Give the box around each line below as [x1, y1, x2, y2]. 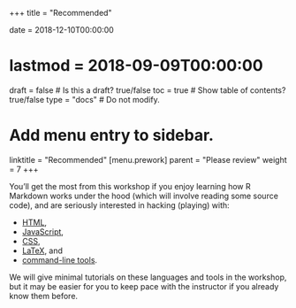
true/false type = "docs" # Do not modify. [9, 94, 161, 104]
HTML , [21, 217, 47, 227]
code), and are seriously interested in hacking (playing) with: [9, 199, 230, 211]
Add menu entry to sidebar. [9, 126, 215, 145]
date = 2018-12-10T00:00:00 [9, 25, 115, 35]
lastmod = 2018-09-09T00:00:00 [9, 56, 263, 76]
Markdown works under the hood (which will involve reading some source [9, 190, 278, 201]
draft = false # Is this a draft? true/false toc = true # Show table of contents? [9, 84, 286, 96]
